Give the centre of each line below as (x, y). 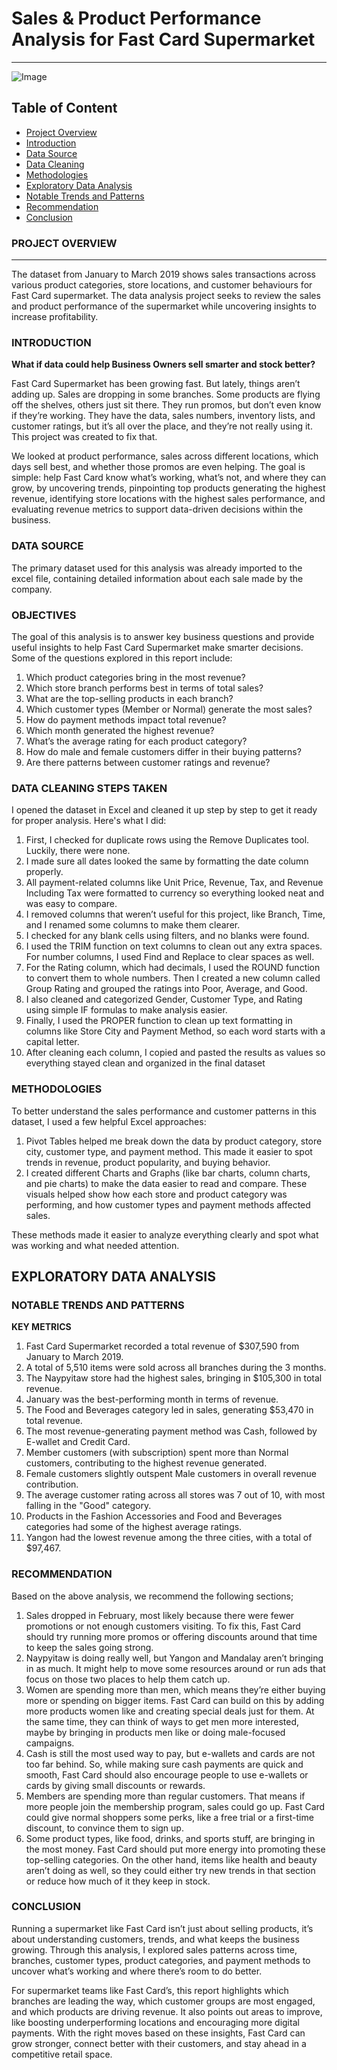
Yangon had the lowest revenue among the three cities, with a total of (169, 1538)
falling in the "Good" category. (88, 1506)
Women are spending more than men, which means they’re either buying (175, 1689)
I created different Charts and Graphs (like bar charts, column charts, (168, 1173)
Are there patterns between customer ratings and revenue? (148, 762)
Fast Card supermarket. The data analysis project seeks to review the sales (166, 296)
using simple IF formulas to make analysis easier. (126, 1010)
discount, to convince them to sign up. (104, 1828)
